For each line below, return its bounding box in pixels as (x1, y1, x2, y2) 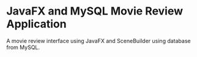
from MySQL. (6, 44, 40, 51)
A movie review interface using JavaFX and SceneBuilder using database (6, 37, 191, 44)
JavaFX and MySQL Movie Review (6, 4, 184, 18)
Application (6, 17, 67, 31)
